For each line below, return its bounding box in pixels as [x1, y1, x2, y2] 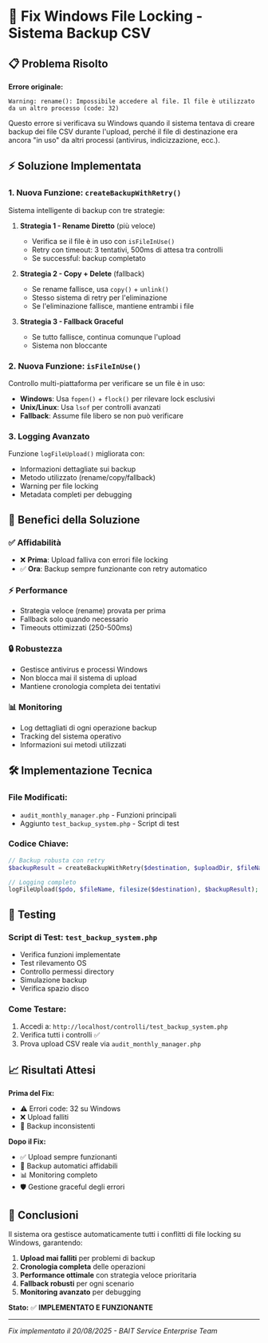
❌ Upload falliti [19, 1113, 69, 1122]
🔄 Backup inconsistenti [19, 1121, 96, 1131]
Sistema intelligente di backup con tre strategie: [8, 205, 165, 215]
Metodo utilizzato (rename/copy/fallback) [19, 473, 156, 482]
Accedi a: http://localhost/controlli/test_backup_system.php [19, 1022, 229, 1031]
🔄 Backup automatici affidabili [19, 1161, 118, 1171]
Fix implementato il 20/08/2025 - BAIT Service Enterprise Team [8, 1325, 218, 1335]
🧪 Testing [8, 908, 57, 921]
